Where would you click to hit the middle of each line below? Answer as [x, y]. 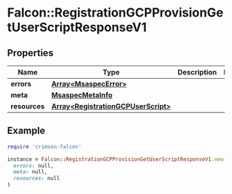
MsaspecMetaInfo [82, 95]
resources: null [37, 178]
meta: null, [31, 172]
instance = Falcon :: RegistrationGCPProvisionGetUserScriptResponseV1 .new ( [117, 159]
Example [26, 131]
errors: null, [33, 166]
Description [197, 72]
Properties [30, 53]
